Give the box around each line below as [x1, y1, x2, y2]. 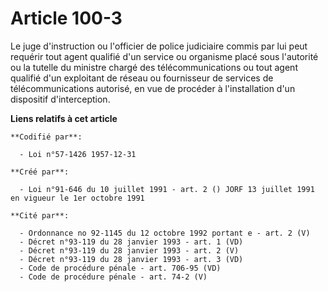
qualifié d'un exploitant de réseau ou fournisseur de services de [10, 72, 274, 84]
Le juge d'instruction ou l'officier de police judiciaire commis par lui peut [10, 40, 308, 52]
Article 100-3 [10, 7, 123, 30]
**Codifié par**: [10, 132, 83, 142]
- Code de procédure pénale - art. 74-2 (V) [19, 272, 208, 282]
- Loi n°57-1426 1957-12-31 [19, 149, 137, 159]
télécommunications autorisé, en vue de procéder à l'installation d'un [10, 82, 296, 94]
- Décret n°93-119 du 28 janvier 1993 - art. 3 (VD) [19, 254, 244, 264]
